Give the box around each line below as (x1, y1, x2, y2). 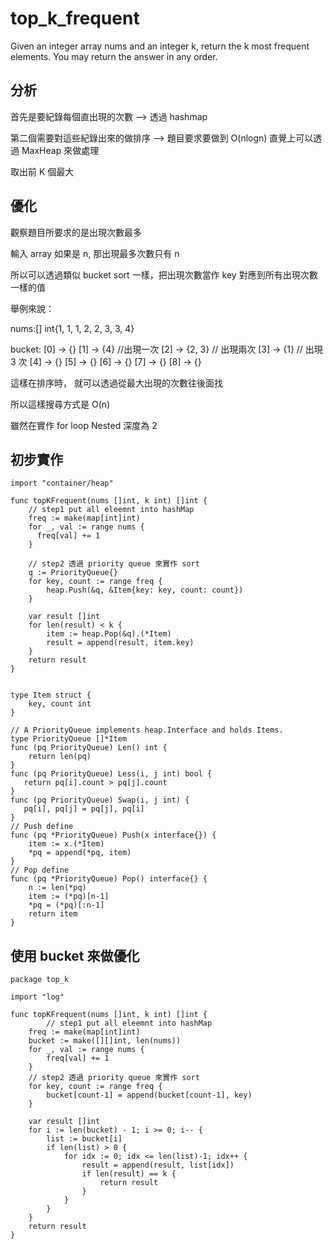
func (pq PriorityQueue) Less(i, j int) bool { (10, 769, 213, 779)
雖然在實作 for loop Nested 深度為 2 (10, 419, 158, 431)
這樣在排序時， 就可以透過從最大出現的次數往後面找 (10, 377, 223, 389)
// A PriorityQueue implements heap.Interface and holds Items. (10, 725, 284, 736)
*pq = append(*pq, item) (28, 848, 132, 858)
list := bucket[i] (46, 1134, 123, 1144)
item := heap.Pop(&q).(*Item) (46, 629, 172, 639)
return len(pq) (28, 752, 92, 762)
